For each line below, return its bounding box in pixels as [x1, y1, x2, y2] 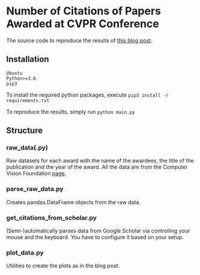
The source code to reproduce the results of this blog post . [6, 37, 153, 44]
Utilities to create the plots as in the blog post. [6, 262, 120, 270]
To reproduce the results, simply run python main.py [6, 108, 135, 115]
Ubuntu [6, 70, 23, 76]
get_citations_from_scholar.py [6, 213, 97, 222]
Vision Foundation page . [6, 170, 67, 177]
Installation [6, 54, 49, 64]
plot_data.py [6, 248, 44, 256]
